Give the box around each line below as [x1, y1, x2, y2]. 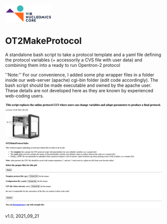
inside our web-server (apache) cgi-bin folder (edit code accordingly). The [5, 77, 158, 83]
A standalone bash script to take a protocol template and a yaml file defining [5, 52, 162, 58]
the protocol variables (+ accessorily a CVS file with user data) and [5, 57, 143, 63]
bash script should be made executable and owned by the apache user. [5, 82, 152, 88]
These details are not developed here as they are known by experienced [5, 88, 154, 94]
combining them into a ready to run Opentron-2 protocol [5, 62, 120, 68]
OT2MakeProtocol [5, 35, 82, 47]
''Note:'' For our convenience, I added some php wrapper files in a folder [5, 72, 155, 78]
